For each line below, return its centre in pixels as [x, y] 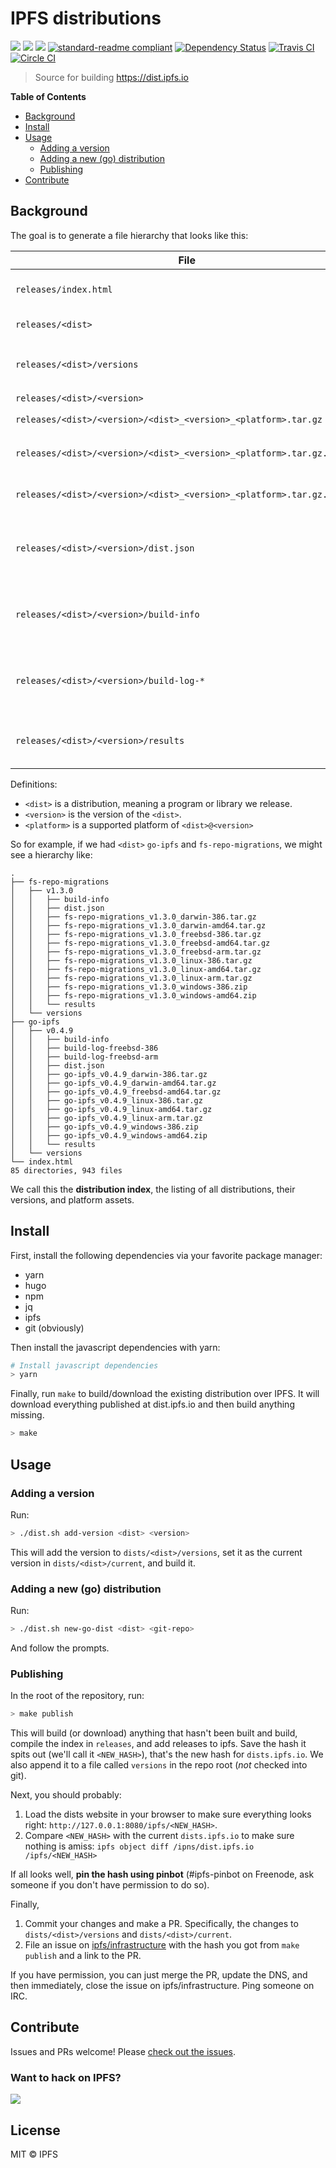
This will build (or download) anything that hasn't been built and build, [154, 1733]
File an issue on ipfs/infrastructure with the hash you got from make [162, 1945]
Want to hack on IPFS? [66, 2077]
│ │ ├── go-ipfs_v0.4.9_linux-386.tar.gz [106, 1100]
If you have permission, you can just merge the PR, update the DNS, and [159, 1975]
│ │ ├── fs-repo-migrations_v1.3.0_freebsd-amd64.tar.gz [140, 943]
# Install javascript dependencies [84, 1365]
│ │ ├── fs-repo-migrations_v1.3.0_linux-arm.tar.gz [131, 978]
